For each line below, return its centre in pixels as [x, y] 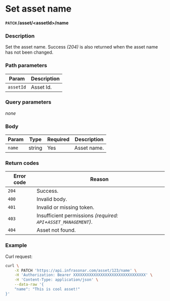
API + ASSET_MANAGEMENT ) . [65, 222]
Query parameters [28, 102]
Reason [99, 179]
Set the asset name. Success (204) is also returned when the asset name [82, 47]
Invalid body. [52, 199]
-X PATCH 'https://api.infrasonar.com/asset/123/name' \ [76, 270]
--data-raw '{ [29, 285]
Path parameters [26, 65]
